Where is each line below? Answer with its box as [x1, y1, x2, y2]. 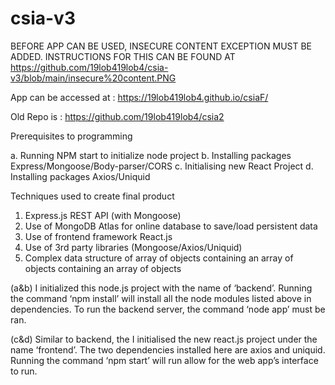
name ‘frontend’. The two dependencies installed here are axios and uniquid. [10, 343, 326, 356]
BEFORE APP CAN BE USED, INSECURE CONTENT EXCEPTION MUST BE [10, 40, 313, 52]
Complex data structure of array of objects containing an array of [24, 252, 294, 264]
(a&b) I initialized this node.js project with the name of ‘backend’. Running [10, 282, 313, 294]
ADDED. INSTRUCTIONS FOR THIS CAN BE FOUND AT [10, 50, 236, 62]
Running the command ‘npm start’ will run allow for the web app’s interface [10, 354, 319, 366]
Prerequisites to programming [10, 130, 133, 142]
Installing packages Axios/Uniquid [10, 170, 151, 182]
